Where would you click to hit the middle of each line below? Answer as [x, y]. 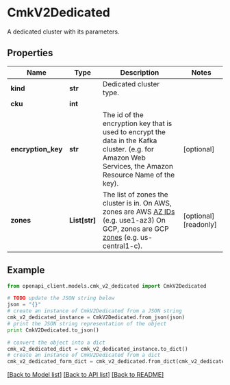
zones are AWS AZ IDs [139, 212]
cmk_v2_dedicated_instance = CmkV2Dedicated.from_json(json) [96, 318]
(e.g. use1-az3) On [134, 220]
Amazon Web [124, 158]
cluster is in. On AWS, [137, 203]
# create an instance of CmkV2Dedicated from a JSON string [95, 311]
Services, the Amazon [138, 166]
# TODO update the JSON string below [61, 298]
